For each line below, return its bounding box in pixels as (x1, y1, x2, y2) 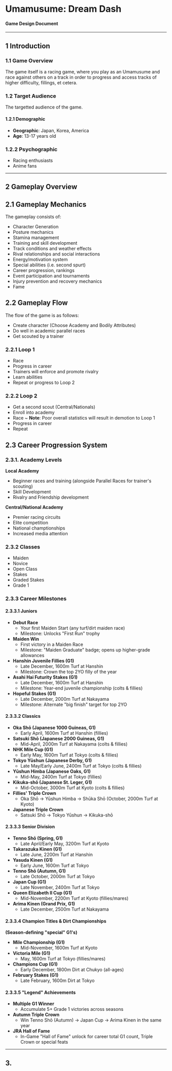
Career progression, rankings (12, 267, 75, 274)
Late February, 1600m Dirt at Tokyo (20, 977, 95, 984)
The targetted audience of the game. (5, 104, 83, 111)
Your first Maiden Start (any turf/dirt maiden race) (20, 625, 125, 631)
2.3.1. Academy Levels (5, 456, 62, 463)
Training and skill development (12, 240, 78, 246)
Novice (12, 560, 28, 567)
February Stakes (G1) (12, 972, 59, 978)
